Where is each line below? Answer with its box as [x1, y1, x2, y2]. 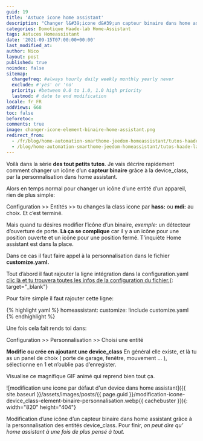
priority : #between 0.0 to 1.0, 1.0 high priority [11, 88, 142, 94]
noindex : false [6, 65, 45, 71]
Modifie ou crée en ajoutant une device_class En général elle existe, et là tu [6, 348, 197, 355]
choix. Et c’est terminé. [6, 209, 63, 216]
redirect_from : [6, 132, 45, 139]
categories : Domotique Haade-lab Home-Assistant [6, 25, 131, 32]
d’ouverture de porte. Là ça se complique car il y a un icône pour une [6, 227, 179, 234]
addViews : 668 [6, 104, 42, 111]
